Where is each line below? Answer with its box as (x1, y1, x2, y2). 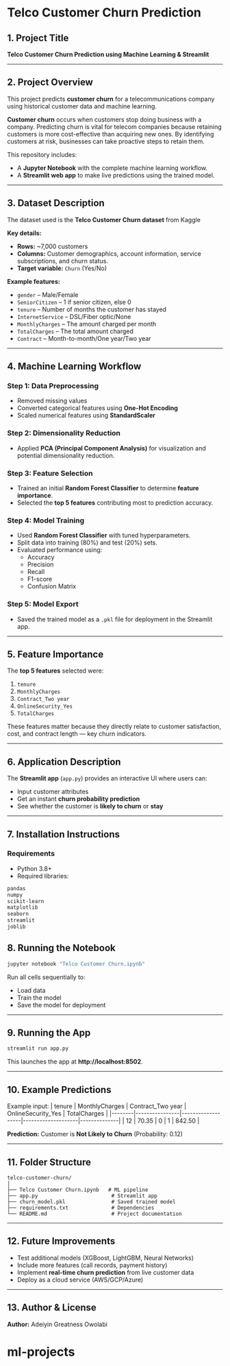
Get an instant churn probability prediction (16, 795, 140, 803)
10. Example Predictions (7, 1083, 112, 1095)
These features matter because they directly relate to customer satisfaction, (7, 722, 221, 731)
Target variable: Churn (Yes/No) (16, 264, 107, 272)
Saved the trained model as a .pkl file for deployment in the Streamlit (16, 615, 213, 623)
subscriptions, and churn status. (16, 256, 108, 265)
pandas (7, 885, 26, 892)
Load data (16, 986, 46, 994)
